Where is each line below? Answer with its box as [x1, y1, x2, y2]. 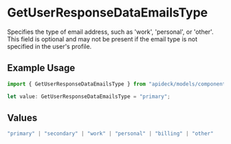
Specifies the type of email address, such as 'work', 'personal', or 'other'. [7, 28, 214, 36]
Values [7, 112, 38, 123]
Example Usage [7, 62, 76, 74]
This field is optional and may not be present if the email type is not [7, 34, 198, 43]
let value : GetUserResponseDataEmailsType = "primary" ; [7, 93, 170, 100]
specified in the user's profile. [7, 42, 92, 50]
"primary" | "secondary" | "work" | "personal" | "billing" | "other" [7, 130, 214, 137]
